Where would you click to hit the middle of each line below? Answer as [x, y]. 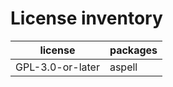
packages [133, 50]
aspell [123, 67]
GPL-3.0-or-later [57, 67]
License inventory [86, 18]
